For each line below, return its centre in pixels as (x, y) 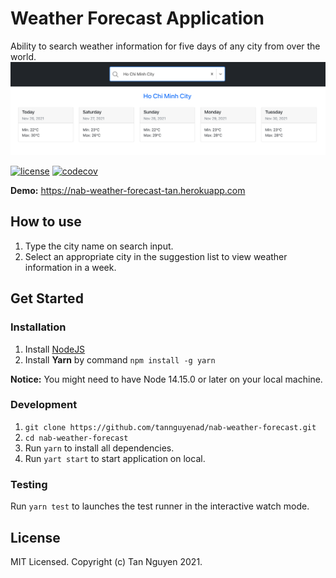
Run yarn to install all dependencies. (99, 448)
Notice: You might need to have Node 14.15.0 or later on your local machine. (166, 379)
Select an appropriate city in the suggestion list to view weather (156, 256)
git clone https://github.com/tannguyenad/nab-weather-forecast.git (170, 427)
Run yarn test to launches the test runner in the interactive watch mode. (160, 506)
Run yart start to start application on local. (115, 458)
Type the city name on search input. (99, 246)
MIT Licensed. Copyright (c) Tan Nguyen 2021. (106, 561)
